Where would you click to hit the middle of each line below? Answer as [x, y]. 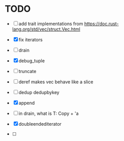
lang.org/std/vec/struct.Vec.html [46, 29]
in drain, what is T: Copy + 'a [49, 113]
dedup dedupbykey [39, 92]
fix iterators [30, 39]
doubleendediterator [40, 124]
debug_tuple [32, 61]
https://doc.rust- [101, 24]
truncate [27, 71]
